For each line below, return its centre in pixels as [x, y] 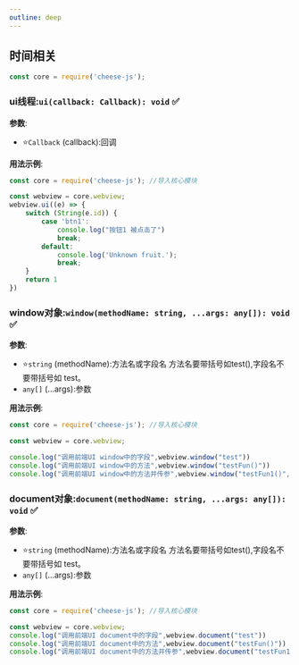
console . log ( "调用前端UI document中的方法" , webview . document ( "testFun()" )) [148, 644]
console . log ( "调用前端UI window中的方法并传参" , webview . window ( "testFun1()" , [150, 474]
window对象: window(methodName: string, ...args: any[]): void [149, 312]
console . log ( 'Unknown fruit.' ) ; [117, 255]
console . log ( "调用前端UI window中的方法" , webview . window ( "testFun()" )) [140, 466]
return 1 [42, 280]
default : [58, 247]
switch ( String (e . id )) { [71, 214]
